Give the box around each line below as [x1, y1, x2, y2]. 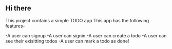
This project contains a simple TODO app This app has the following [5, 17, 149, 23]
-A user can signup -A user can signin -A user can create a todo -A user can [5, 32, 167, 38]
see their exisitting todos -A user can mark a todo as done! [5, 38, 129, 44]
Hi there [5, 4, 32, 13]
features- [5, 23, 25, 29]
